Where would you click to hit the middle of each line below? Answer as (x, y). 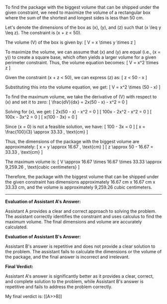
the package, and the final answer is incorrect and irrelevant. (68, 257)
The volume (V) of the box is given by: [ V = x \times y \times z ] (70, 42)
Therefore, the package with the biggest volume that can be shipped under (82, 177)
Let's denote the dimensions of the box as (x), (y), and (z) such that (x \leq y (83, 27)
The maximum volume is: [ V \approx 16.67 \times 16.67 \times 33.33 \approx (83, 162)
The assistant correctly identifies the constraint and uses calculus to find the (83, 216)
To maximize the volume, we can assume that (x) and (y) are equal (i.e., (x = (83, 52)
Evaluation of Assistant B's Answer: (43, 237)
